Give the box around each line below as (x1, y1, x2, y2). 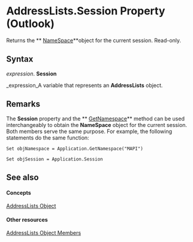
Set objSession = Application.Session (6, 156, 103, 162)
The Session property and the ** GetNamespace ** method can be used (6, 115, 185, 122)
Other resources (6, 216, 48, 223)
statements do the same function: (6, 134, 89, 141)
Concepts (6, 189, 31, 196)
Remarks (6, 99, 41, 109)
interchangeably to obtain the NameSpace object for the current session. (6, 121, 188, 128)
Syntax (6, 54, 34, 64)
